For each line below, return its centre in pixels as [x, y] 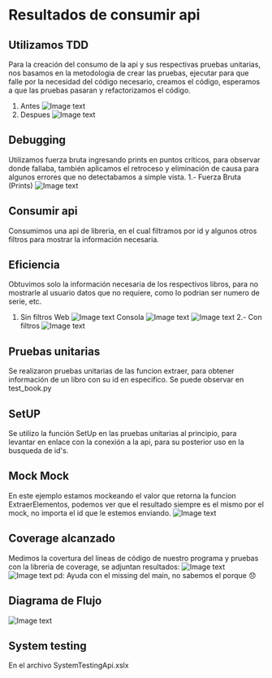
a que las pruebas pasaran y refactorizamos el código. [99, 90]
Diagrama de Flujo [55, 601]
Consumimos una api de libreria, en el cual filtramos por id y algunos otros [133, 231]
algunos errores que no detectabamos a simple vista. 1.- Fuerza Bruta [125, 177]
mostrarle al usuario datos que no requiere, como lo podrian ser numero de [134, 293]
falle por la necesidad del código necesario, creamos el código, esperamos [134, 82]
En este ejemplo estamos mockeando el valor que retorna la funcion [123, 495]
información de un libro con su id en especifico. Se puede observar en [126, 380]
